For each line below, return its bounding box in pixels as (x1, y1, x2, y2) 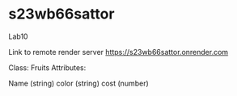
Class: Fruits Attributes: (8, 62, 87, 73)
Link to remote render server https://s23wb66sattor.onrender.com (8, 47, 229, 56)
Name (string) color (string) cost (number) (8, 78, 150, 88)
